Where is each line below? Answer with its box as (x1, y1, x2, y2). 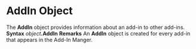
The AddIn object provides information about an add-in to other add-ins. (6, 24, 185, 31)
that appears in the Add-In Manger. (6, 36, 93, 43)
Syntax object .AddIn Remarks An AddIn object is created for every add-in (6, 30, 191, 37)
